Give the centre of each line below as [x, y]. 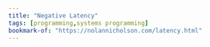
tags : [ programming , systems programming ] [79, 23]
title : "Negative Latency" [53, 16]
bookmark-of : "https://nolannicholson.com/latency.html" [105, 30]
